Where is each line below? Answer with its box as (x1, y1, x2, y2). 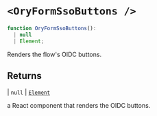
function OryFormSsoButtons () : (7, 25, 97, 32)
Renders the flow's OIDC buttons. (7, 50, 101, 58)
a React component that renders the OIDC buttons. (7, 102, 151, 110)
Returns (7, 70, 43, 82)
